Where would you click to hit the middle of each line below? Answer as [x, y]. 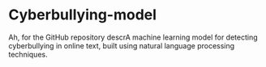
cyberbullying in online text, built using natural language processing [122, 45]
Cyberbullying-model [82, 15]
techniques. [28, 54]
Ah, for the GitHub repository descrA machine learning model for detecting [133, 37]
